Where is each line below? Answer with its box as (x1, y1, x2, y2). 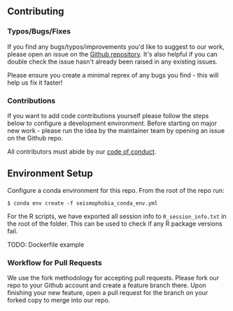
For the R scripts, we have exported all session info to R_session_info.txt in (7, 212, 227, 220)
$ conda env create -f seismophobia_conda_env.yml (7, 199, 158, 207)
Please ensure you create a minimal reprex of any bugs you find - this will (7, 71, 219, 79)
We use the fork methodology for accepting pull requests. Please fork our (7, 274, 219, 282)
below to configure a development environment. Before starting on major (7, 119, 218, 127)
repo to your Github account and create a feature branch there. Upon (7, 281, 206, 289)
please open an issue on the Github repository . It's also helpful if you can (7, 50, 218, 58)
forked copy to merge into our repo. (7, 296, 111, 305)
